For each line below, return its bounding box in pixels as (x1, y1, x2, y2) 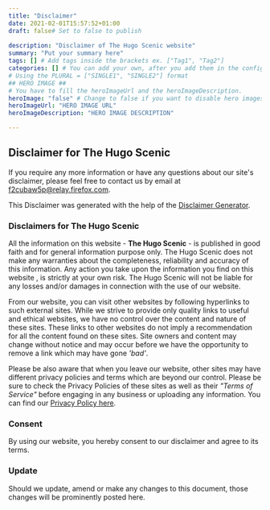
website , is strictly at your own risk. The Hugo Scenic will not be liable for (8, 273, 253, 283)
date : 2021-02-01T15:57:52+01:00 (8, 19, 121, 27)
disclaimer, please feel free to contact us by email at (8, 176, 181, 185)
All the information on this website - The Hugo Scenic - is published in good (8, 238, 261, 248)
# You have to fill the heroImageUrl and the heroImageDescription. (8, 86, 243, 95)
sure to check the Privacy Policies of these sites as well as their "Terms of (8, 381, 253, 391)
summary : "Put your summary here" (8, 49, 125, 57)
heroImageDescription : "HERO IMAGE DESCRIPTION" (8, 110, 174, 118)
